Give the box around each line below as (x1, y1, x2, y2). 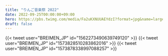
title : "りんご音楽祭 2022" (5, 7, 59, 12)
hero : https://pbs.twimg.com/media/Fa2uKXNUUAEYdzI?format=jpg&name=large (5, 16, 164, 21)
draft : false (5, 21, 32, 26)
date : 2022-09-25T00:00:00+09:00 (5, 12, 75, 17)
